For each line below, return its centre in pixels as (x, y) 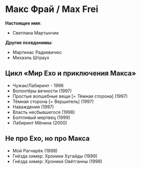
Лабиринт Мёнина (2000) (40, 123)
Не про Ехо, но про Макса (48, 139)
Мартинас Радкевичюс (37, 52)
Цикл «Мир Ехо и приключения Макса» (71, 73)
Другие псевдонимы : (29, 42)
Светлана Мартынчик (36, 33)
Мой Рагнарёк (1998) (35, 150)
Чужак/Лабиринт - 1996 (38, 85)
